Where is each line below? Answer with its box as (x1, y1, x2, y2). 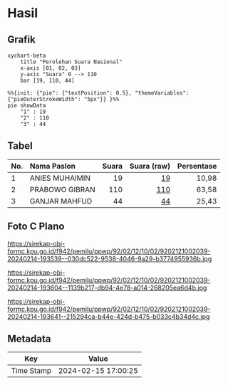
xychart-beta (7, 52, 46, 59)
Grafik (7, 33, 36, 46)
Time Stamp (11, 366, 52, 376)
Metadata (7, 333, 51, 345)
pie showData (7, 102, 46, 109)
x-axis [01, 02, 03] (20, 65, 81, 72)
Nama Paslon (29, 161, 76, 171)
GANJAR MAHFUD (29, 196, 93, 206)
